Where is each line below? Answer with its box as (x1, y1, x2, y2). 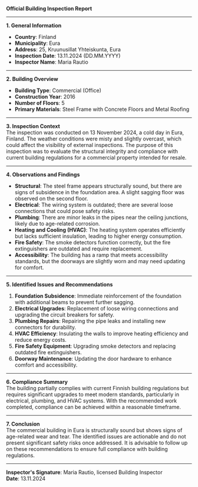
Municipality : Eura (14, 40, 61, 47)
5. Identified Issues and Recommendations (6, 281, 113, 288)
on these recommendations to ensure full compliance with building (6, 446, 168, 452)
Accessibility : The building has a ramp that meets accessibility (14, 251, 168, 259)
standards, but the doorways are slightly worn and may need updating (14, 258, 186, 264)
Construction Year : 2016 (14, 93, 75, 100)
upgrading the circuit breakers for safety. (14, 311, 115, 318)
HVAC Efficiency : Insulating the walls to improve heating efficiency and (14, 330, 189, 337)
